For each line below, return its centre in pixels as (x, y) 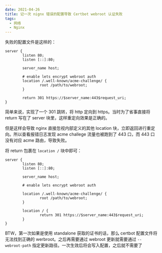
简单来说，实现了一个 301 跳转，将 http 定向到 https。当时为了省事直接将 (78, 112)
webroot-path (18, 246)
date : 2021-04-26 (22, 9)
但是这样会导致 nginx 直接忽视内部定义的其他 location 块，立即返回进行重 (78, 128)
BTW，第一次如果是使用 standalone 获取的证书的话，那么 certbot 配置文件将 (81, 233)
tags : (10, 18)
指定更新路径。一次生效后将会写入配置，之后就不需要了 (87, 245)
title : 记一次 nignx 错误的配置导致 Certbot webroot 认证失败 (64, 14)
